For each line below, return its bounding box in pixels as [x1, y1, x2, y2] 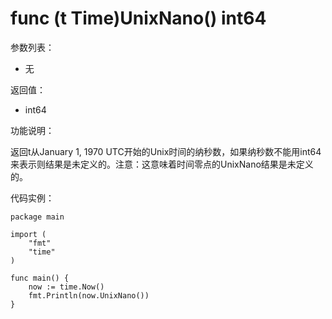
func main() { [10, 273, 70, 283]
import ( [10, 229, 47, 239]
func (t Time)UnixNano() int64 [10, 7, 267, 30]
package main [10, 212, 65, 222]
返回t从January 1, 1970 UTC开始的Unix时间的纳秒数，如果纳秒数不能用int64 [10, 145, 322, 157]
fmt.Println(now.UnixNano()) [28, 290, 150, 301]
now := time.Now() [28, 282, 105, 292]
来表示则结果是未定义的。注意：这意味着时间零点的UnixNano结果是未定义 [10, 158, 314, 170]
